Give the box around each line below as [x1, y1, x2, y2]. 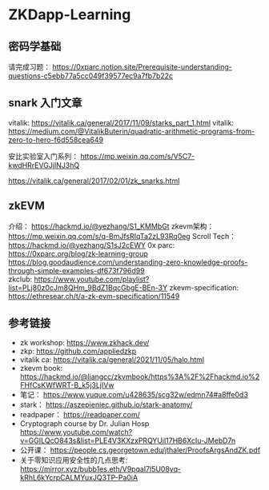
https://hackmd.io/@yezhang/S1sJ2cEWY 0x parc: [8, 240, 175, 249]
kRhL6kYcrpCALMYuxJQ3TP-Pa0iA [19, 473, 139, 483]
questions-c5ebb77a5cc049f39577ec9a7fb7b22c [8, 71, 174, 81]
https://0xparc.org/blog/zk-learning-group [8, 249, 148, 258]
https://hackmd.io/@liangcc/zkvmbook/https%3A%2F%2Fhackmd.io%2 [19, 372, 260, 381]
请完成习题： [8, 62, 50, 71]
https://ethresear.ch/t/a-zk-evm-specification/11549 [8, 291, 180, 301]
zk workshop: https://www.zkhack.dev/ [19, 338, 150, 348]
